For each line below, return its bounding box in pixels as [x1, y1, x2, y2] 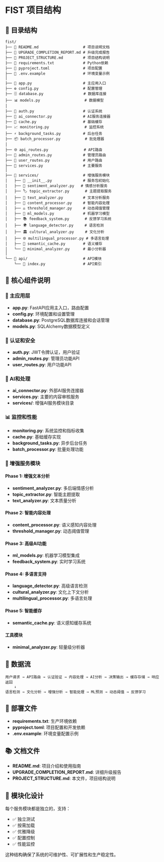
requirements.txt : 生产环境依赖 [12, 718, 77, 724]
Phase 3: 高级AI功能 [5, 540, 47, 546]
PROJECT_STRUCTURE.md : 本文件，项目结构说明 [12, 775, 116, 781]
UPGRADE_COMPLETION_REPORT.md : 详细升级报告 [12, 769, 122, 775]
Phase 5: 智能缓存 [5, 608, 42, 614]
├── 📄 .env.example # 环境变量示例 [5, 71, 110, 76]
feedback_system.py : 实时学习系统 [12, 558, 86, 565]
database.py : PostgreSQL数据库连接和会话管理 [12, 317, 110, 323]
